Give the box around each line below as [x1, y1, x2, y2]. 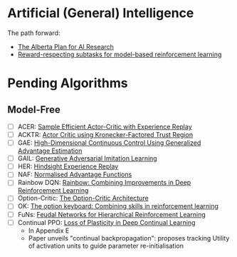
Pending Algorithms [7, 75, 128, 91]
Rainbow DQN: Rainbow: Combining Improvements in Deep [17, 178, 191, 187]
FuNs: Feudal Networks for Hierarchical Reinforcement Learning [17, 210, 206, 218]
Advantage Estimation [17, 146, 83, 155]
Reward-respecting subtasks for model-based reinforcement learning [17, 50, 222, 59]
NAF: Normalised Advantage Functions [17, 170, 132, 179]
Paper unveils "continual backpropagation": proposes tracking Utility [28, 233, 230, 242]
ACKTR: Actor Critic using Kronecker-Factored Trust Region [17, 131, 194, 138]
